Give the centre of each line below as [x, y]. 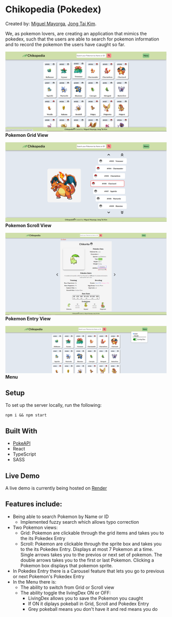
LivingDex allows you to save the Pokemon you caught [85, 598]
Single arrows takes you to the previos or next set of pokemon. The [91, 554]
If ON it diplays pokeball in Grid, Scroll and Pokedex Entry [89, 604]
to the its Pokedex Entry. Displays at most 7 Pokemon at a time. [87, 549]
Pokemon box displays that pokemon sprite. [67, 565]
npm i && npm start [26, 415]
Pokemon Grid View [27, 135]
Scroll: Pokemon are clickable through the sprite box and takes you [91, 544]
